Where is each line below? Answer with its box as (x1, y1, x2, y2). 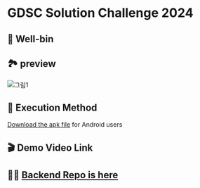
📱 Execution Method (7, 101, 98, 113)
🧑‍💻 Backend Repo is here (7, 169, 119, 181)
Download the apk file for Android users (7, 120, 123, 129)
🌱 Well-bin (7, 33, 54, 45)
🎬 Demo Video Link (7, 142, 93, 153)
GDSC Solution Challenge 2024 (7, 5, 194, 21)
